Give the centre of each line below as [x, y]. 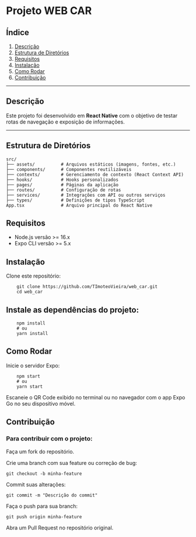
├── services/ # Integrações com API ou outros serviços [86, 195]
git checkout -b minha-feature [44, 473]
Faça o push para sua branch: [42, 506]
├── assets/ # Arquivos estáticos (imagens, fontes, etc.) [91, 164]
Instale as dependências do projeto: [73, 309]
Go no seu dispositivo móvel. [41, 403]
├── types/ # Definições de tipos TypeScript [75, 200]
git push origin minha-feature [44, 517]
